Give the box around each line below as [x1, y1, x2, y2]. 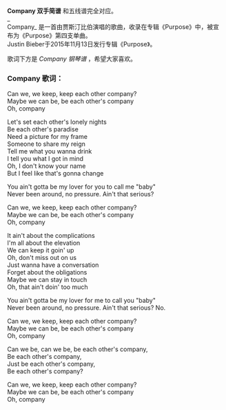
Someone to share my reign [7, 140, 86, 148]
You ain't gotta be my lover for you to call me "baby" [7, 183, 156, 191]
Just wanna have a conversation [7, 261, 99, 269]
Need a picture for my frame [7, 133, 88, 141]
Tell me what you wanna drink [7, 147, 92, 156]
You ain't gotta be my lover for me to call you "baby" [7, 297, 156, 305]
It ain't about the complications [7, 232, 95, 240]
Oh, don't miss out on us [7, 254, 77, 262]
